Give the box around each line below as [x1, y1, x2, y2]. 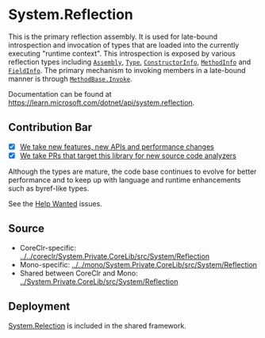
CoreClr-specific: [19, 243, 77, 252]
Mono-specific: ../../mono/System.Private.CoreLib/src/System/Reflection [19, 259, 258, 269]
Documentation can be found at [8, 89, 113, 98]
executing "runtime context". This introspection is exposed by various [8, 48, 236, 58]
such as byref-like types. [8, 183, 90, 193]
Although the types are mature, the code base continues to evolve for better [8, 167, 257, 176]
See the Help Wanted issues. [8, 198, 103, 208]
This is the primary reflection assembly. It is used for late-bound [8, 32, 218, 41]
